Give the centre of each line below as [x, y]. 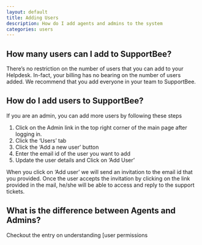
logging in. [28, 134]
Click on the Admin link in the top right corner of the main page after [101, 127]
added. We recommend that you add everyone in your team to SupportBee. [101, 82]
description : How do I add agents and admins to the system [85, 23]
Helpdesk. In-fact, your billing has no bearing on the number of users [94, 75]
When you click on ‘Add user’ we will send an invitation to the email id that [99, 171]
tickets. [16, 191]
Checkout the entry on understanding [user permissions [77, 235]
